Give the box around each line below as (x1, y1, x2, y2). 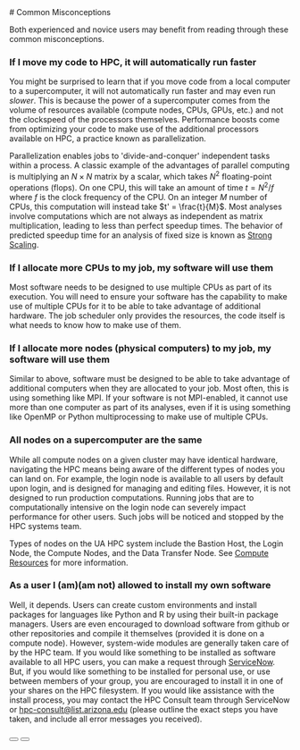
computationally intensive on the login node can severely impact (9, 501, 246, 512)
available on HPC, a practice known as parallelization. (9, 133, 207, 144)
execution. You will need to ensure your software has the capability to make (9, 291, 287, 301)
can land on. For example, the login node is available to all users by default (9, 473, 284, 484)
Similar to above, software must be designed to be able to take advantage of (9, 374, 290, 384)
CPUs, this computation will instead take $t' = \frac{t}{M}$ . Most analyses (9, 201, 283, 212)
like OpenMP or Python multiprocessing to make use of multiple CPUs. (9, 411, 269, 422)
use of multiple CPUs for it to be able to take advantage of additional (9, 300, 262, 311)
